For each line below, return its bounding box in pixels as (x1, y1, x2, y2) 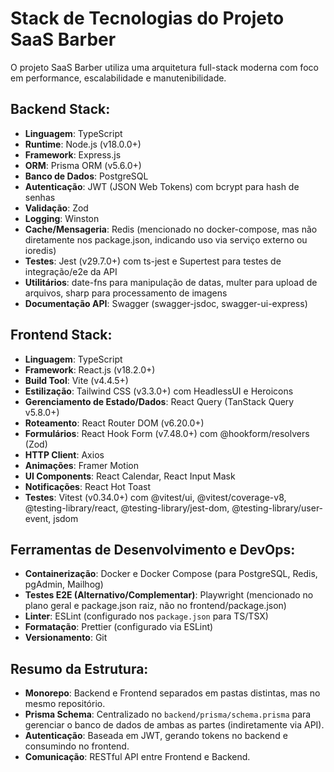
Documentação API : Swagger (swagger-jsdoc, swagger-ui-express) (24, 297, 308, 309)
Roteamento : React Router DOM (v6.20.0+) (24, 417, 205, 429)
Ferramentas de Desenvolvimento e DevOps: (10, 541, 296, 558)
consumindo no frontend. (24, 740, 130, 752)
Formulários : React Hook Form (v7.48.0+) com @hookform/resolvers (24, 427, 310, 439)
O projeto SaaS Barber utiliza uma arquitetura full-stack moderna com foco (10, 61, 319, 73)
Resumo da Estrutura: (10, 660, 149, 677)
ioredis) (24, 244, 57, 256)
